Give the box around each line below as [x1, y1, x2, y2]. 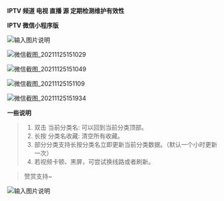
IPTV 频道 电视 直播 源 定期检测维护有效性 [7, 7, 125, 14]
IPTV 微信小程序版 [7, 21, 60, 29]
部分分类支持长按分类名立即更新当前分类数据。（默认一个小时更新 [34, 141, 218, 148]
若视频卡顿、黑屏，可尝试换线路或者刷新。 [34, 158, 155, 165]
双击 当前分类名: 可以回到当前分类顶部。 [34, 123, 148, 131]
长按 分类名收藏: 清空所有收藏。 [34, 132, 124, 140]
